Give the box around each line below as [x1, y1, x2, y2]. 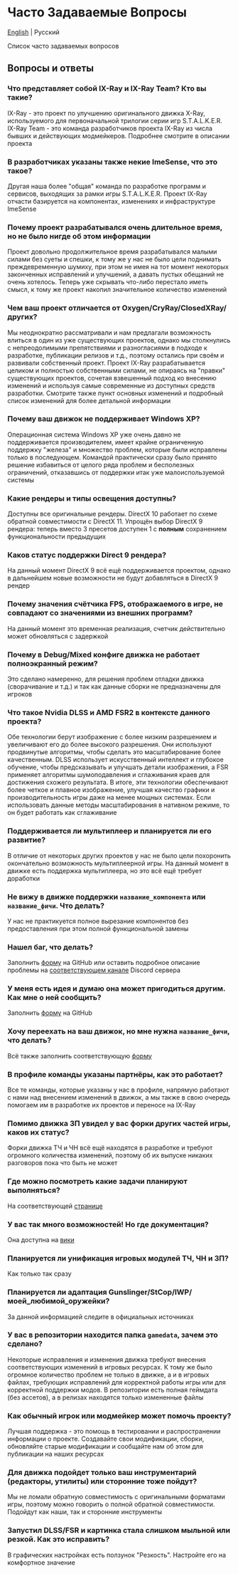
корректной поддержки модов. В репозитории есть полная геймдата [7, 1385, 218, 1394]
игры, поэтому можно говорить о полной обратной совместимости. [7, 1500, 215, 1508]
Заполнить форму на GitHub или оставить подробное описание [7, 959, 200, 967]
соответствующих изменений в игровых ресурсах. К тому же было [7, 1362, 213, 1371]
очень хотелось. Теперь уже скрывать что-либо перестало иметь [7, 278, 208, 286]
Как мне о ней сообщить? [7, 993, 102, 1003]
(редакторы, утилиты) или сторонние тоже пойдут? [7, 1476, 198, 1486]
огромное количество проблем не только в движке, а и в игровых [7, 1370, 210, 1379]
